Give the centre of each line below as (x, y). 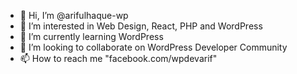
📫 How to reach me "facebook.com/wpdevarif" (118, 58)
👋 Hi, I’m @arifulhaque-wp (74, 15)
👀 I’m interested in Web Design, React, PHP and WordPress (141, 26)
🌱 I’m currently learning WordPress (91, 36)
